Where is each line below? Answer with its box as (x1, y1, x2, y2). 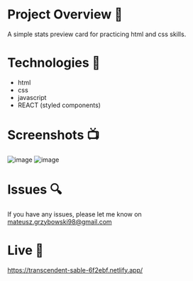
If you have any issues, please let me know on (7, 209, 142, 219)
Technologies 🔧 (7, 55, 101, 71)
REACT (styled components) (17, 101, 101, 109)
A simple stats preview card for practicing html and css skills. (7, 30, 187, 38)
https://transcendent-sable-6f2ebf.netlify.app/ (7, 265, 143, 274)
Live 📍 (7, 242, 44, 258)
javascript (17, 93, 47, 101)
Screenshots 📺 (7, 127, 99, 143)
